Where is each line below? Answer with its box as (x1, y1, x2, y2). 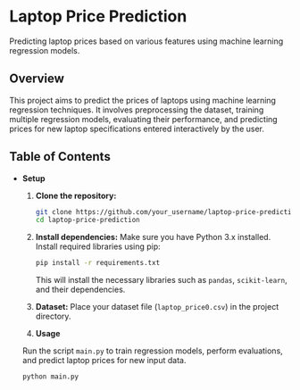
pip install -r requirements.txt (35, 259, 161, 268)
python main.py (21, 372, 79, 381)
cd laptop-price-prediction (35, 216, 140, 225)
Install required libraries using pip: (35, 241, 161, 252)
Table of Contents (9, 149, 112, 164)
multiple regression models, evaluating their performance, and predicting (9, 113, 279, 124)
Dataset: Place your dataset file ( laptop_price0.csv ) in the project (35, 302, 279, 312)
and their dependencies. (35, 284, 126, 295)
